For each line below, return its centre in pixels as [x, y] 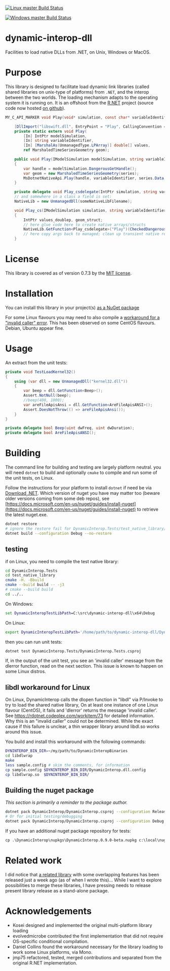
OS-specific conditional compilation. [50, 941]
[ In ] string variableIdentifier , [59, 141]
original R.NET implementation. [45, 963]
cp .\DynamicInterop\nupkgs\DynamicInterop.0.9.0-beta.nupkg [71, 840]
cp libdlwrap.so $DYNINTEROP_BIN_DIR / [47, 774]
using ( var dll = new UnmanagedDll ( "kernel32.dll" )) [71, 381]
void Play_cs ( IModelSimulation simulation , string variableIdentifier [90, 210]
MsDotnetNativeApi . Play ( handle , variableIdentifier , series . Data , [95, 178]
